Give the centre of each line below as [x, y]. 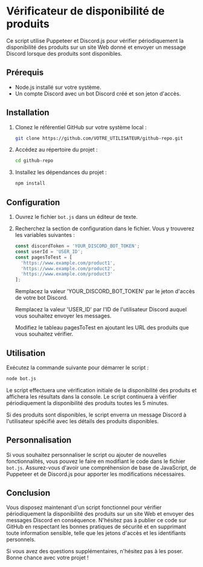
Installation [28, 113]
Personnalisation [39, 440]
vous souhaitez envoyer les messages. [63, 316]
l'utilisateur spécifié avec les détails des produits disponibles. [82, 421]
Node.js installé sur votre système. [58, 87]
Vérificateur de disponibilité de [85, 11]
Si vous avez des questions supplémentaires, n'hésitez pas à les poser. [95, 551]
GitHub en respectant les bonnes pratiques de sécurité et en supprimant [96, 526]
